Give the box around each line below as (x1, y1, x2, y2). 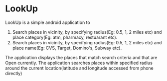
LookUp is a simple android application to (5, 19, 91, 25)
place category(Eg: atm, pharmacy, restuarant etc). (12, 34, 118, 40)
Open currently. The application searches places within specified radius (5, 60, 153, 66)
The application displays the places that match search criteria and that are (5, 54, 158, 60)
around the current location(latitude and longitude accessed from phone (5, 65, 154, 71)
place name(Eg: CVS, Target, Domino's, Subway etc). (12, 45, 122, 51)
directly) (5, 70, 22, 76)
